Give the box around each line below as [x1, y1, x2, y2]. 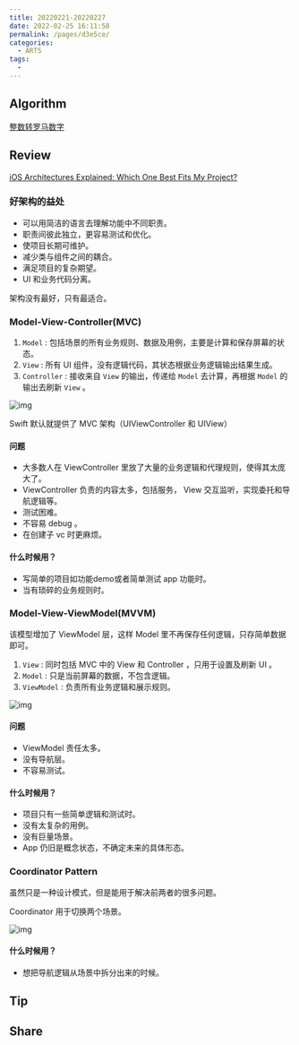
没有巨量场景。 [21, 831, 78, 842]
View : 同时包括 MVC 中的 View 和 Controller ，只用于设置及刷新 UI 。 [21, 659, 278, 669]
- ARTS [17, 47, 42, 56]
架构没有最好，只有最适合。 [9, 292, 112, 303]
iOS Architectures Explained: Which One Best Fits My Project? [9, 171, 238, 182]
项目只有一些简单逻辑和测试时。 [21, 808, 141, 820]
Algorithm [9, 96, 67, 112]
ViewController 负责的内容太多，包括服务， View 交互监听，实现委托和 [21, 485, 283, 496]
